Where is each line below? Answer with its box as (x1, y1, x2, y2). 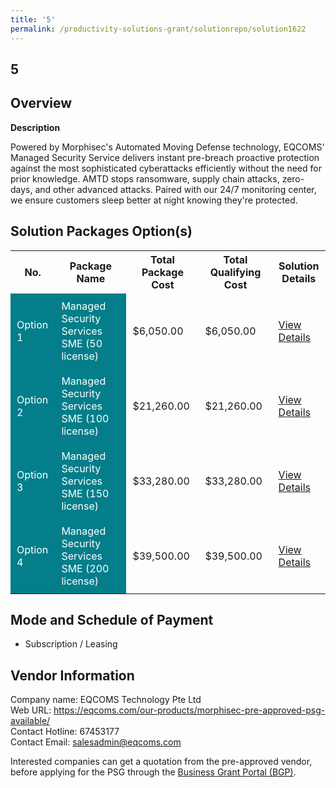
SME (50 (61, 336, 103, 350)
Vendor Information (10, 667, 135, 684)
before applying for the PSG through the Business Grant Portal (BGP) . (10, 766, 297, 778)
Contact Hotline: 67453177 (10, 726, 120, 738)
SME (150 (61, 486, 110, 500)
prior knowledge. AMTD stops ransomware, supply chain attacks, (10, 172, 280, 185)
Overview (10, 95, 73, 112)
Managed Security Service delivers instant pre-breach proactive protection (10, 151, 320, 163)
